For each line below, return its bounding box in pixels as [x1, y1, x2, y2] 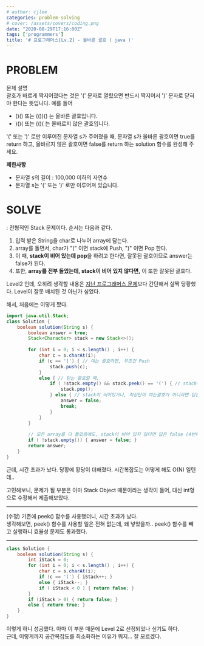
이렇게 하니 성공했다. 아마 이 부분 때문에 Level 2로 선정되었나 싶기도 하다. [6, 625, 180, 632]
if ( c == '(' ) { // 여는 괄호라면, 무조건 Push [38, 358, 150, 364]
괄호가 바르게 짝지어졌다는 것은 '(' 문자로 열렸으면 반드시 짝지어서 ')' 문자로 [6, 92, 183, 99]
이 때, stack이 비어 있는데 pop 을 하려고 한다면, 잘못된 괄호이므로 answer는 [15, 252, 193, 259]
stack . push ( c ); [49, 363, 88, 369]
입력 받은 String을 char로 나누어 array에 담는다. [15, 236, 129, 244]
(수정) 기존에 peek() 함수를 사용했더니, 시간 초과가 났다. [6, 512, 138, 520]
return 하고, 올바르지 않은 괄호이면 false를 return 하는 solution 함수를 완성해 [6, 140, 188, 148]
